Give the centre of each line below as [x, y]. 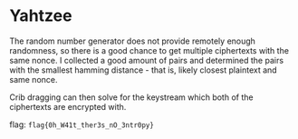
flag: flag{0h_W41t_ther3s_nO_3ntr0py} [82, 124]
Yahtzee [41, 16]
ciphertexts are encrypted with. [68, 106]
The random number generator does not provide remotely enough [133, 41]
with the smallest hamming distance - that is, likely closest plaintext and [144, 70]
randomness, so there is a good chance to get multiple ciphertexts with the [149, 50]
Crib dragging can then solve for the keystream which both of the [131, 97]
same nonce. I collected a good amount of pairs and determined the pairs [146, 60]
